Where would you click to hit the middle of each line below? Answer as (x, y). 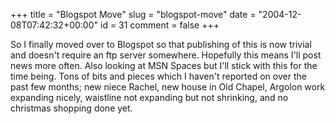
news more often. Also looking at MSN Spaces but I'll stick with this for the (164, 65)
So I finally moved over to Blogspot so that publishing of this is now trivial (161, 44)
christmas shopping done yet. (71, 108)
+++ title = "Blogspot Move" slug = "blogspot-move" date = (133, 14)
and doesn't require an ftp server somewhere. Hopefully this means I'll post (166, 55)
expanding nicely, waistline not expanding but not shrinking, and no (149, 97)
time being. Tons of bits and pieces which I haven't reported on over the (158, 76)
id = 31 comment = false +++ (159, 25)
